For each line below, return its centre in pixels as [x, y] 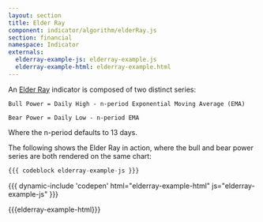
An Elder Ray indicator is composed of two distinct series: [102, 89]
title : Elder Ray [37, 23]
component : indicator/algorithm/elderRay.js [83, 30]
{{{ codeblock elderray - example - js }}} [74, 171]
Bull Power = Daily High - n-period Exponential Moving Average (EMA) [127, 103]
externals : [26, 52]
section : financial [40, 38]
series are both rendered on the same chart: [80, 156]
